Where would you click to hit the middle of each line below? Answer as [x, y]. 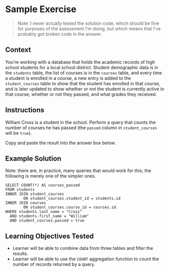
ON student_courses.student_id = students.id [72, 199]
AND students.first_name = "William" [49, 216]
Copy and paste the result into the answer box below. [61, 143]
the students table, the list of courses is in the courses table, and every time [84, 73]
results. [20, 254]
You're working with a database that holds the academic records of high [80, 62]
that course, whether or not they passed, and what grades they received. [81, 94]
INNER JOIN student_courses [35, 194]
